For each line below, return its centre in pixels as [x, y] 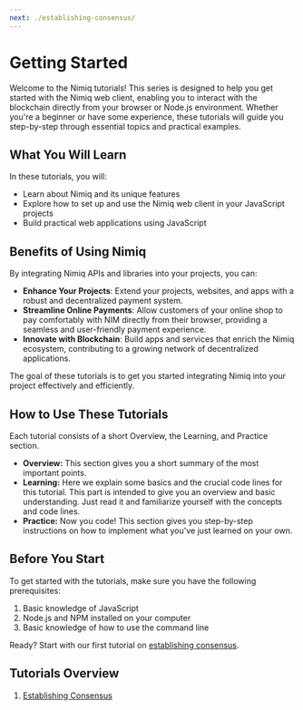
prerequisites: [35, 590]
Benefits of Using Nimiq [78, 252]
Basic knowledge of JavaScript [80, 608]
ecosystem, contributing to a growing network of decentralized [140, 349]
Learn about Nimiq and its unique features [101, 194]
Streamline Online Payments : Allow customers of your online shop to [152, 310]
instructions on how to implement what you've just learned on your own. [157, 530]
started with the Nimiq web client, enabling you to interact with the [133, 97]
